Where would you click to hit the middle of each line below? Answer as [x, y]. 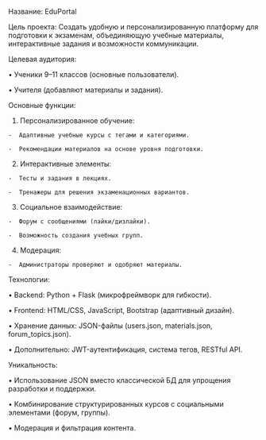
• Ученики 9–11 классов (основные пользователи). [94, 74]
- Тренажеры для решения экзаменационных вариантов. [99, 192]
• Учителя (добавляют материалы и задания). [86, 90]
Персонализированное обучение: [77, 121]
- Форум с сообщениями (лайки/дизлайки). [79, 222]
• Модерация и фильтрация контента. [72, 428]
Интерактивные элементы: [66, 164]
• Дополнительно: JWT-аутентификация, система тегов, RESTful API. [125, 349]
